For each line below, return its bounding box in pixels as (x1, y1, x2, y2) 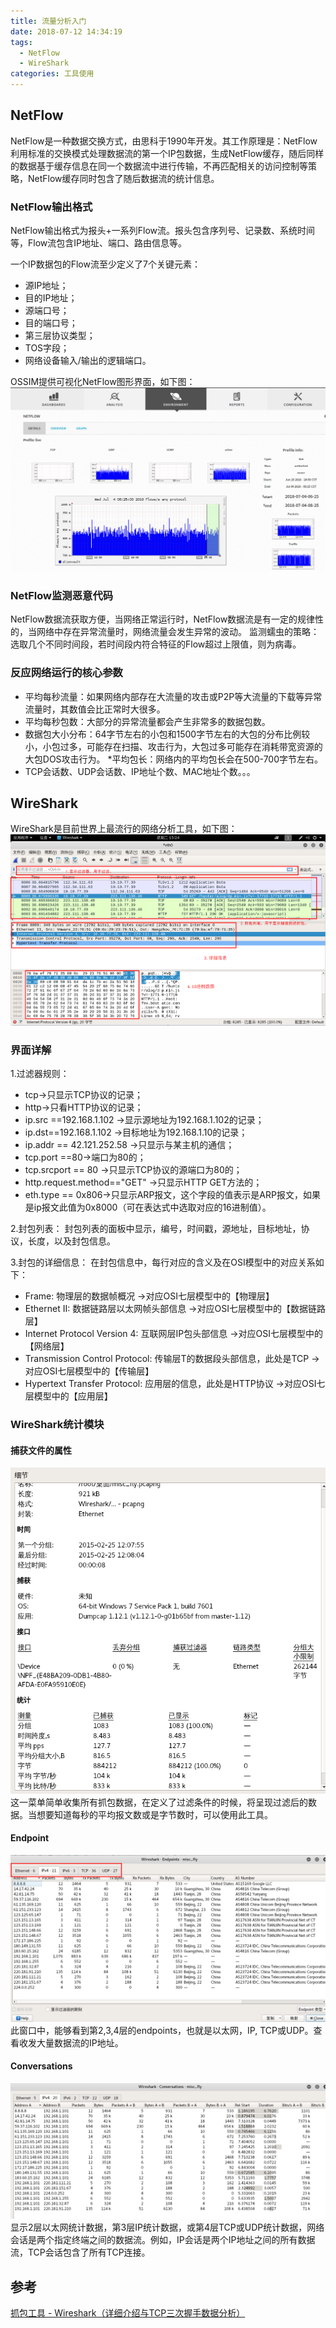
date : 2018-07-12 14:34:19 (10, 26, 123, 37)
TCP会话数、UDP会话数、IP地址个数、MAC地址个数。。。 (24, 765, 256, 777)
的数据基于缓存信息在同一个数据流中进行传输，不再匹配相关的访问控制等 (10, 160, 308, 172)
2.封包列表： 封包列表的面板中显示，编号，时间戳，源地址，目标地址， (10, 1223, 302, 1235)
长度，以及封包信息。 (27, 1235, 116, 1247)
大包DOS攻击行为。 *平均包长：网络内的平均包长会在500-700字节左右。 (24, 753, 324, 765)
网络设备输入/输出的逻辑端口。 (24, 355, 152, 367)
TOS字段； (24, 342, 70, 354)
